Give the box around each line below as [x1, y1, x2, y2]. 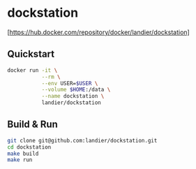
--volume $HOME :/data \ [41, 86, 111, 94]
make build [7, 150, 39, 157]
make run [7, 156, 33, 163]
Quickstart [7, 48, 55, 60]
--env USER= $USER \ [41, 80, 98, 87]
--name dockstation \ [41, 93, 105, 100]
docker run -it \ [7, 66, 58, 74]
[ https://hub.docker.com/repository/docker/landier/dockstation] [7, 28, 190, 36]
